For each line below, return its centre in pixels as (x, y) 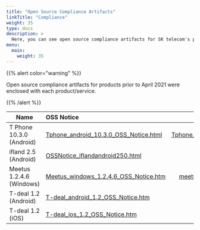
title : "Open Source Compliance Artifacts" (61, 12)
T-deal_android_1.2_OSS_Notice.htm (98, 197)
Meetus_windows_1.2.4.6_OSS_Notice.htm (106, 176)
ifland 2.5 (23, 151)
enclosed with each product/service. (51, 91)
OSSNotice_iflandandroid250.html (93, 156)
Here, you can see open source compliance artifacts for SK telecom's (101, 39)
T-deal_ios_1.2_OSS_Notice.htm (91, 214)
